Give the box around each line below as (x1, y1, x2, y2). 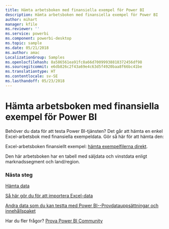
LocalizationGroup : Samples (5, 54, 65, 60)
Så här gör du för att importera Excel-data (5, 192, 93, 198)
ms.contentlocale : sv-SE (5, 74, 58, 79)
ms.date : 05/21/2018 (5, 45, 49, 50)
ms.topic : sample (5, 41, 42, 46)
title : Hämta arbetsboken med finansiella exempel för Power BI (5, 7, 145, 13)
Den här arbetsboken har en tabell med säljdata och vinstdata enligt (5, 153, 148, 159)
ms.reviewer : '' (5, 26, 40, 32)
